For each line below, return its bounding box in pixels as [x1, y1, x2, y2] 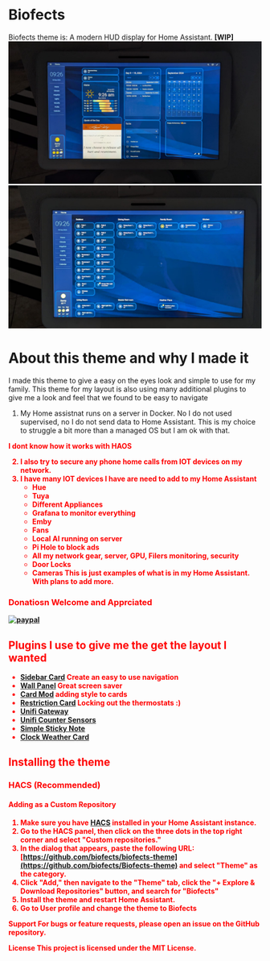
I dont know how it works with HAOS [8, 441, 133, 450]
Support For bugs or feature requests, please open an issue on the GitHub [8, 918, 260, 928]
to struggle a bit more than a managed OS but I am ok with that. [19, 425, 231, 435]
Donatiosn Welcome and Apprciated [8, 596, 153, 607]
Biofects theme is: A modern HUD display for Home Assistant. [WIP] [8, 32, 235, 42]
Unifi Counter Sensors [19, 715, 96, 724]
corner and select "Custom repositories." [19, 835, 162, 844]
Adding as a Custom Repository [8, 799, 117, 809]
